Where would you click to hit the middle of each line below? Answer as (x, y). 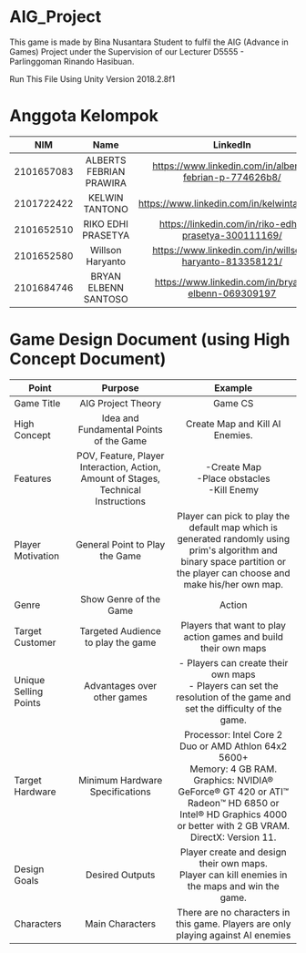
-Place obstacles (233, 478)
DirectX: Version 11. (233, 837)
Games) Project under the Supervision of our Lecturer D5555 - (127, 51)
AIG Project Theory (121, 403)
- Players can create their (234, 662)
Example (233, 387)
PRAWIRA (106, 182)
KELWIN (106, 198)
